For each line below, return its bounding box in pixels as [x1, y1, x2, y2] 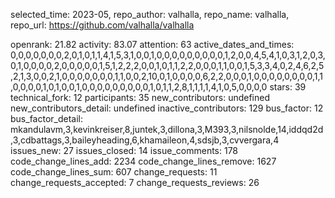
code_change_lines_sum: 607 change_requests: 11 [10, 166, 218, 178]
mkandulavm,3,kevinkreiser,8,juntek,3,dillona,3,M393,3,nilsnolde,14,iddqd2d [10, 124, 324, 135]
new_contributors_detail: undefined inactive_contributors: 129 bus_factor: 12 [10, 102, 324, 114]
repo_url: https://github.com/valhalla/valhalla [10, 19, 195, 31]
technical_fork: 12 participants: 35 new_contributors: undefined [10, 92, 270, 103]
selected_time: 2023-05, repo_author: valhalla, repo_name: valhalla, [10, 9, 290, 20]
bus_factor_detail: [10, 113, 83, 124]
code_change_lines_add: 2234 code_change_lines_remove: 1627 [10, 155, 277, 167]
